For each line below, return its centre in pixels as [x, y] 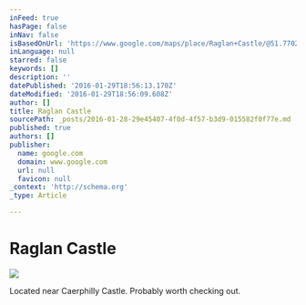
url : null [36, 170]
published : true [40, 128]
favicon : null [44, 178]
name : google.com [51, 153]
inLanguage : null [42, 52]
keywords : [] [34, 69]
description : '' [40, 77]
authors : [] [32, 137]
